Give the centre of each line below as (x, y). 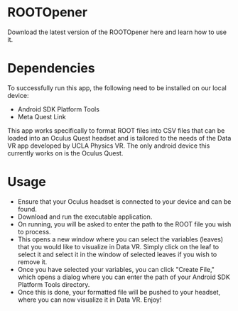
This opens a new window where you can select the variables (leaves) (120, 239)
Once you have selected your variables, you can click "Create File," (116, 269)
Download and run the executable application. (85, 217)
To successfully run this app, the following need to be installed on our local (117, 88)
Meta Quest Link (42, 116)
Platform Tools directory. (54, 284)
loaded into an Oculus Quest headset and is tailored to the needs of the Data (119, 138)
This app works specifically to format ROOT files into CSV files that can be (116, 130)
